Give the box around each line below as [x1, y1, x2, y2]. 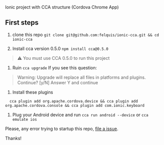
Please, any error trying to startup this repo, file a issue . [5, 126, 119, 132]
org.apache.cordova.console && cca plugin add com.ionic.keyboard [5, 103, 145, 108]
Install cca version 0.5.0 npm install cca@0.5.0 [12, 46, 109, 51]
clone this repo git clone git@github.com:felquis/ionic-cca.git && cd [12, 32, 159, 38]
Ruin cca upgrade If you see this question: [12, 64, 97, 71]
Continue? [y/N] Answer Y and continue [17, 79, 98, 86]
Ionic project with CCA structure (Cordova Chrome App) [5, 4, 119, 10]
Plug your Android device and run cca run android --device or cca [12, 111, 149, 118]
